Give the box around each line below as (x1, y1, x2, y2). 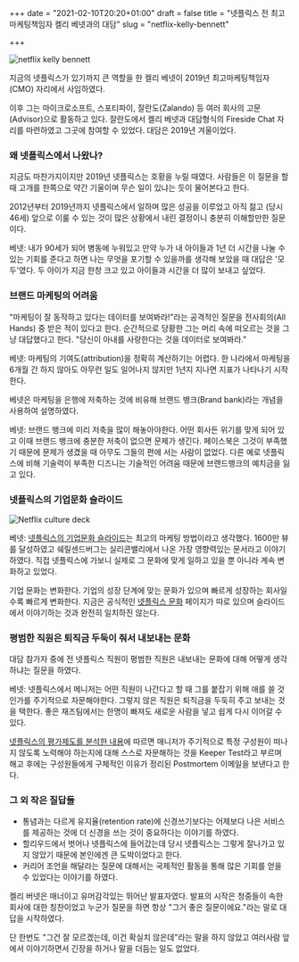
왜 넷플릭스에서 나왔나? (9, 149, 104, 162)
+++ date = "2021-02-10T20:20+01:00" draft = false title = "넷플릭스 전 (9, 8, 270, 18)
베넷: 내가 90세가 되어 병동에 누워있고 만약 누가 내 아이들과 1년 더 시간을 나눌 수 (9, 243, 286, 253)
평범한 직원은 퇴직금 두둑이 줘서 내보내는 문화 (9, 632, 191, 644)
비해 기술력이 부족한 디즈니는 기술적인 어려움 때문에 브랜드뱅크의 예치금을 (25, 458, 281, 469)
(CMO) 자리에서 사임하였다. (9, 84, 105, 94)
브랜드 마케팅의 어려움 (9, 289, 98, 302)
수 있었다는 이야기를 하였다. (21, 872, 119, 883)
